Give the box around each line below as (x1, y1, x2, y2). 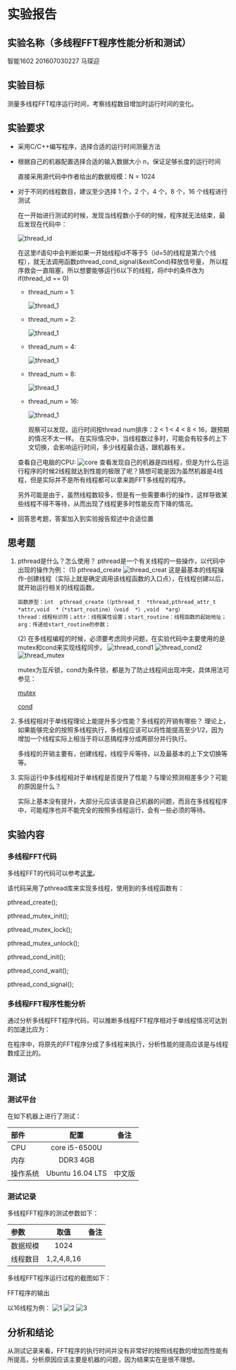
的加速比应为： (7, 1025, 51, 1033)
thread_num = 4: (27, 342, 77, 351)
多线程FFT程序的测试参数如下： (7, 1209, 99, 1218)
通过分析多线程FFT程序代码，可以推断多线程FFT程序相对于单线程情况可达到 (7, 1017, 228, 1025)
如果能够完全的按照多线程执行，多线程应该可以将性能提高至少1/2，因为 (17, 726, 224, 734)
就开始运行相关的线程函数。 (17, 583, 99, 592)
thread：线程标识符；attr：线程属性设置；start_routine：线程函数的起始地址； (17, 614, 227, 621)
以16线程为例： (7, 1304, 51, 1312)
